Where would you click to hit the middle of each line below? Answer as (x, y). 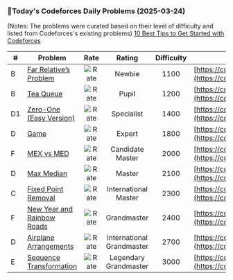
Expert (128, 134)
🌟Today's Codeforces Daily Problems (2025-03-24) (96, 11)
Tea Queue (45, 94)
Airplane (41, 238)
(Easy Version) (51, 119)
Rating (127, 58)
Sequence (44, 258)
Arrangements (50, 247)
